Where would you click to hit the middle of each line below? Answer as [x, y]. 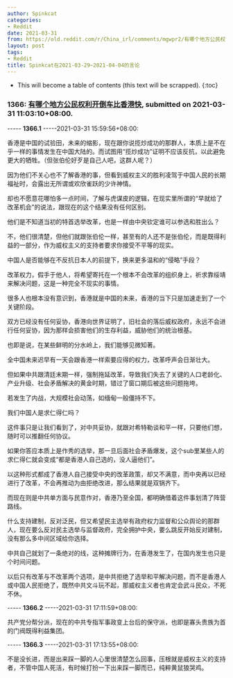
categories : [24, 20]
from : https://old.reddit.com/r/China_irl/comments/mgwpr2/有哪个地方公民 [114, 40]
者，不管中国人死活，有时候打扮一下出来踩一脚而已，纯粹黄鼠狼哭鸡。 [107, 668]
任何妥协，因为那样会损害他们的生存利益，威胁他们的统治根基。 [104, 330]
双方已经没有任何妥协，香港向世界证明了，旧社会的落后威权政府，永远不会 [113, 321]
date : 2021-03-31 [32, 33]
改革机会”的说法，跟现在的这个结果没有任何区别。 [79, 207]
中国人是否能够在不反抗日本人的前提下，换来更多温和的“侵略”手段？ [104, 260]
